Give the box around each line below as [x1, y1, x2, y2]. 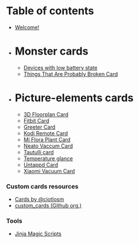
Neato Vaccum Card [23, 142, 73, 149]
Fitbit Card [23, 117, 50, 124]
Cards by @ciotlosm [14, 196, 64, 203]
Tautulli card [23, 148, 54, 155]
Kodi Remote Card [23, 129, 68, 137]
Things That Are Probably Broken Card [23, 70, 118, 78]
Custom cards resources [6, 182, 79, 190]
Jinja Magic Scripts [14, 230, 62, 238]
